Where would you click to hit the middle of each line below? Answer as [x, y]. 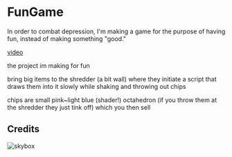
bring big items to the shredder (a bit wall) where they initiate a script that [112, 79]
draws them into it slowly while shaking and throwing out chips [97, 86]
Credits [24, 129]
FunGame [35, 12]
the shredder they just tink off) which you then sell [79, 107]
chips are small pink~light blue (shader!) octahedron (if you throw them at [112, 100]
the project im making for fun [48, 65]
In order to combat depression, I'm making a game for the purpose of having [116, 31]
